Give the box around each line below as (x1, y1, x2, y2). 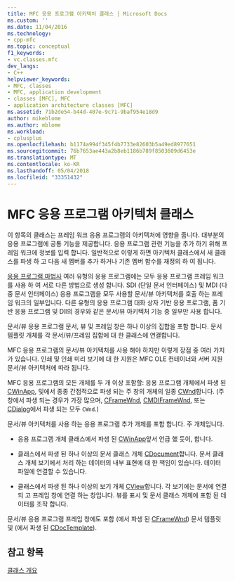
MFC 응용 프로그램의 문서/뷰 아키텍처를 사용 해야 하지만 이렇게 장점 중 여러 (7, 346, 212, 355)
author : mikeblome (7, 115, 61, 122)
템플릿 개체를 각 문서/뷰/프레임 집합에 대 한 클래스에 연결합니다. (7, 331, 180, 340)
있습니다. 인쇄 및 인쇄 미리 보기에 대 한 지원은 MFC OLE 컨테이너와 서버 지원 (14, 355, 223, 363)
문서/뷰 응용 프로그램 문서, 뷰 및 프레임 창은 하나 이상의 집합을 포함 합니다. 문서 (7, 322, 222, 331)
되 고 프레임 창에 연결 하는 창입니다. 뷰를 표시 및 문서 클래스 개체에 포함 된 (17, 491, 220, 499)
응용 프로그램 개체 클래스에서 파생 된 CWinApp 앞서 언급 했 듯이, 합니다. (17, 435, 213, 443)
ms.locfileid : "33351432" (7, 174, 83, 181)
